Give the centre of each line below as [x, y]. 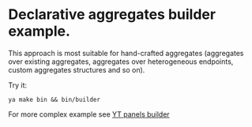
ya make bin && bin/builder [55, 99]
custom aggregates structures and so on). [77, 69]
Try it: [18, 85]
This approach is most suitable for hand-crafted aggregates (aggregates [126, 53]
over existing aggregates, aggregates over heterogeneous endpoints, [121, 62]
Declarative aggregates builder [112, 15]
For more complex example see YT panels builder [89, 114]
